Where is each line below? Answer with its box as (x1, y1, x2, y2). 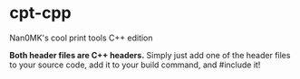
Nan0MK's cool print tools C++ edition (9, 32, 153, 43)
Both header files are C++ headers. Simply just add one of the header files (9, 49, 291, 60)
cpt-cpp (9, 3, 72, 23)
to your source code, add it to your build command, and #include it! (9, 59, 261, 70)
